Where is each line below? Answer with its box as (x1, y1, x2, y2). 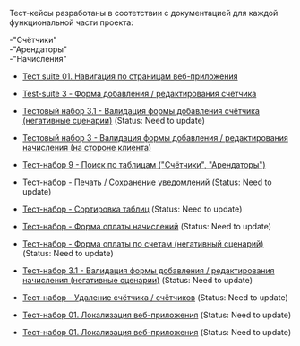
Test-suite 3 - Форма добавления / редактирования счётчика (21, 89, 257, 99)
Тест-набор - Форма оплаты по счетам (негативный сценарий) (21, 238, 264, 249)
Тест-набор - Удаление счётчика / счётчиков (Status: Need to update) (21, 292, 288, 303)
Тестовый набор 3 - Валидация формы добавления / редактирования (21, 133, 289, 143)
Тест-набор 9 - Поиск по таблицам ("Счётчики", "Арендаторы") (21, 160, 266, 169)
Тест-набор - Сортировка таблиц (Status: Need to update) (21, 203, 243, 214)
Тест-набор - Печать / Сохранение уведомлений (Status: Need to (21, 177, 272, 187)
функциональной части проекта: (9, 17, 134, 28)
